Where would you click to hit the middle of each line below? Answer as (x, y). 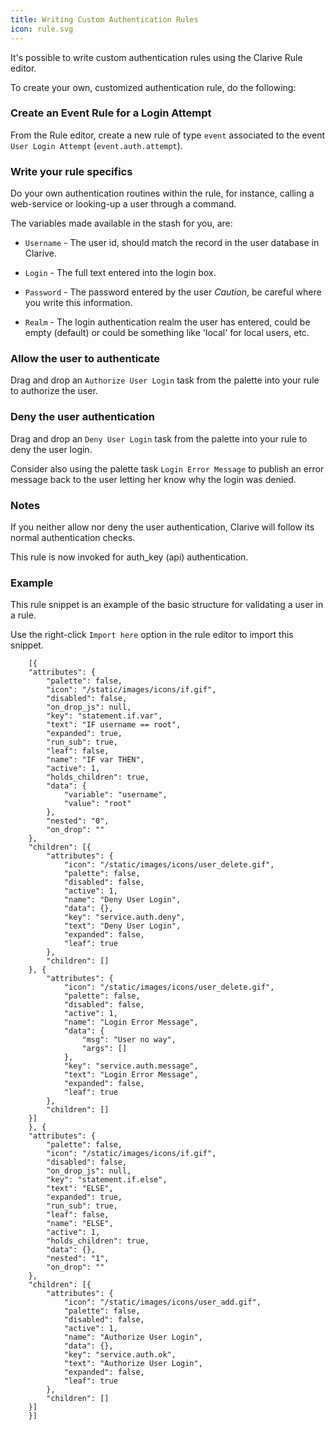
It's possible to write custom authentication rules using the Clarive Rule (156, 57)
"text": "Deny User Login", (122, 926)
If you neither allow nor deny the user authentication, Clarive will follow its (162, 527)
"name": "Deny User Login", (122, 900)
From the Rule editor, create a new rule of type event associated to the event (167, 135)
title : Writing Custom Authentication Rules (104, 19)
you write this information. (78, 303)
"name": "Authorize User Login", (133, 1337)
